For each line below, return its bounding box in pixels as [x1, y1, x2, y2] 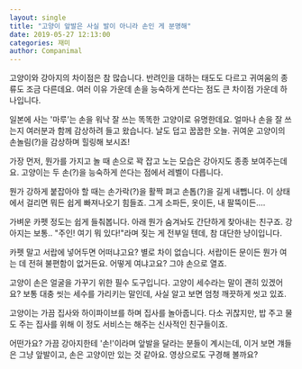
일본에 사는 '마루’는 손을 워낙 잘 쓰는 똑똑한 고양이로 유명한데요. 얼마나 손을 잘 [9, 114, 283, 125]
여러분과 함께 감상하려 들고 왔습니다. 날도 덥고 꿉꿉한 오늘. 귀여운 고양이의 [25, 125, 286, 136]
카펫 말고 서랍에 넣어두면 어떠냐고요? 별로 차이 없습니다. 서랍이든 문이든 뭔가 [9, 247, 278, 257]
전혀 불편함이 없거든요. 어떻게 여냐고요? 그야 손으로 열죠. [28, 258, 227, 269]
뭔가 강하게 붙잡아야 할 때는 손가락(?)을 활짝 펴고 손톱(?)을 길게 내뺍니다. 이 [9, 186, 274, 197]
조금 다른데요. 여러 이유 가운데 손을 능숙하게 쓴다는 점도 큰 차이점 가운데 [25, 84, 279, 94]
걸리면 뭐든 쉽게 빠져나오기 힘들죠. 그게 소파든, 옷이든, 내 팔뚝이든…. [25, 197, 266, 208]
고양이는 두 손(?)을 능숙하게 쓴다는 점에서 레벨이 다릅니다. [21, 167, 224, 178]
